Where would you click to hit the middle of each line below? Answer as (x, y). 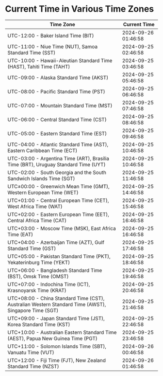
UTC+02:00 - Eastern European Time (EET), (58, 214)
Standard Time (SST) (32, 53)
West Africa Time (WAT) (35, 206)
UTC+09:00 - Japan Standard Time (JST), (56, 318)
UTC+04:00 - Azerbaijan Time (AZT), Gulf (56, 242)
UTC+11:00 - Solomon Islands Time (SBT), (57, 346)
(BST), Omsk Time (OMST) (38, 276)
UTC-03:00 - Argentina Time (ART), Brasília (58, 158)
